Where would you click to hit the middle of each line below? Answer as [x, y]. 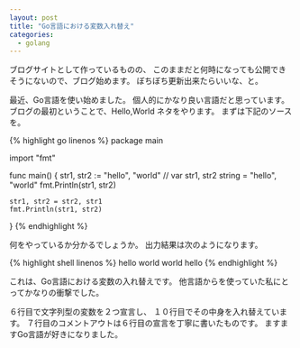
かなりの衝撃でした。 [64, 293]
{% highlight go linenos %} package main [86, 141]
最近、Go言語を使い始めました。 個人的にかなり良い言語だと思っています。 [150, 100]
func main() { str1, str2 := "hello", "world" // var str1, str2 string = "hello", [143, 176]
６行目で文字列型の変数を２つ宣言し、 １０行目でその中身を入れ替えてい [145, 312]
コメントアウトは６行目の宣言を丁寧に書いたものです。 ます [169, 323]
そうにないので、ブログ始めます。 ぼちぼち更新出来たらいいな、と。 [136, 81]
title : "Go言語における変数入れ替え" [72, 26]
